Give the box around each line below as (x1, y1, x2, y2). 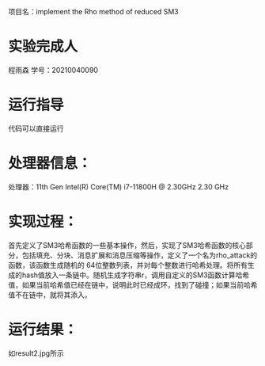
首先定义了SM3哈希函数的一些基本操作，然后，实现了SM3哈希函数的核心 (8, 240, 247, 250)
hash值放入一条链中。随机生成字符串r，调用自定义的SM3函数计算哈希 (21, 270, 250, 280)
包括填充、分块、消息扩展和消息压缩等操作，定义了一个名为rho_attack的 (21, 250, 258, 260)
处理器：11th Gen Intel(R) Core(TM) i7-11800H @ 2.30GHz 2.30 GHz (8, 181, 229, 192)
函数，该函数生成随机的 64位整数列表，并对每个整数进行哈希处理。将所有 (8, 260, 248, 269)
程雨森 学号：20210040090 (8, 65, 99, 74)
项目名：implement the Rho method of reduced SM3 (8, 7, 180, 16)
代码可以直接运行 (8, 124, 64, 133)
